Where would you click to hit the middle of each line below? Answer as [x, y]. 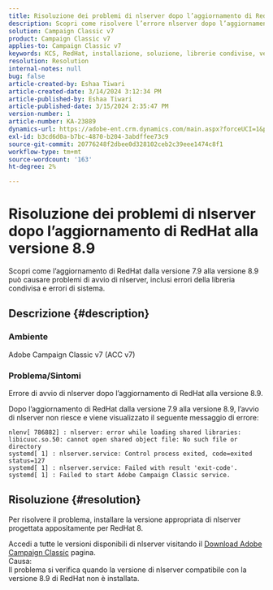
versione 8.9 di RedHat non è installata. [74, 578]
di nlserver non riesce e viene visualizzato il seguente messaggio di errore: [134, 418]
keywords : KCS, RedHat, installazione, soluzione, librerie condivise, [132, 54]
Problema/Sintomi [45, 376]
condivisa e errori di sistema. [57, 288]
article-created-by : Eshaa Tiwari [67, 84]
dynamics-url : [32, 129]
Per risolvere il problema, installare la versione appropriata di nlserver [125, 519]
